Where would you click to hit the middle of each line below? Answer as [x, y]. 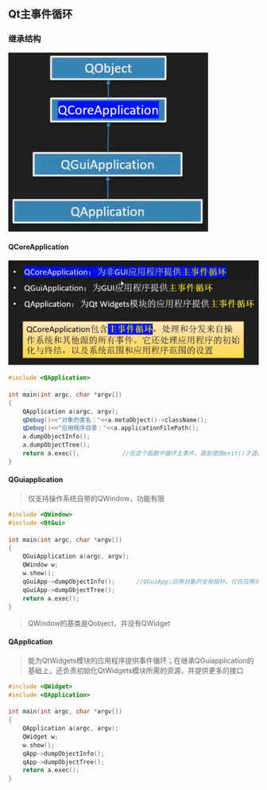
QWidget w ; [41, 737]
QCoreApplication [39, 247]
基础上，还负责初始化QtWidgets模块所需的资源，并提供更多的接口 [135, 670]
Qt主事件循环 [41, 14]
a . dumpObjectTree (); [56, 445]
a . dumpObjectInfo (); [56, 437]
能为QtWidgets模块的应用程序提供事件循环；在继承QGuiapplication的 [141, 660]
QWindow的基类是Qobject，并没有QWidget [99, 623]
